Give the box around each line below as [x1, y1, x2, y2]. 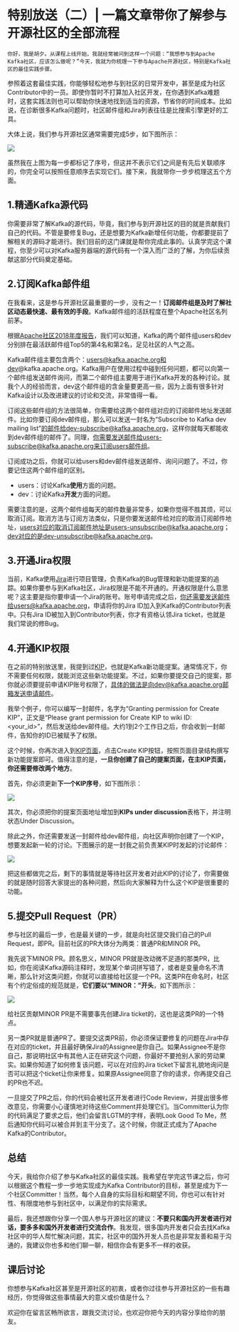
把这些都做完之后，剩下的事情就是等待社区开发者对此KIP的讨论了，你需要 [7, 869, 223, 878]
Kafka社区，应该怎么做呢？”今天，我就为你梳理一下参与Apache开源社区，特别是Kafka [7, 58, 226, 65]
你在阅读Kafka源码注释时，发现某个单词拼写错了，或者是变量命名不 [19, 963, 218, 971]
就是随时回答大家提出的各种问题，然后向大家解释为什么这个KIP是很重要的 [13, 878, 230, 887]
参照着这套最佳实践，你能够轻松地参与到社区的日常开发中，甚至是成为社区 [7, 78, 225, 87]
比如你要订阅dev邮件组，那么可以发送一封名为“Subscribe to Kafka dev [19, 415, 227, 424]
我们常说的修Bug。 [7, 619, 63, 628]
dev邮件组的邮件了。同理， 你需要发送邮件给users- [13, 433, 162, 441]
